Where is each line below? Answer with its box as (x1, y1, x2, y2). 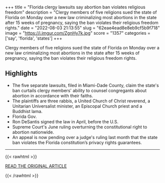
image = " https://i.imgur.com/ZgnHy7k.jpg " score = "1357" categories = (5, 30, 151, 36)
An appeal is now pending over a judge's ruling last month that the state (12, 134, 158, 140)
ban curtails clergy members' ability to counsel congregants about (12, 88, 147, 93)
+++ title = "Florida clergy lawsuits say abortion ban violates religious (5, 4, 146, 10)
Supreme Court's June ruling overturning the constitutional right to (12, 124, 147, 130)
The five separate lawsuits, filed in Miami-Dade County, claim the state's (12, 82, 159, 88)
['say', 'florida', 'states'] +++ (5, 35, 62, 41)
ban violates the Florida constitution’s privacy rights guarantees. (12, 139, 142, 145)
